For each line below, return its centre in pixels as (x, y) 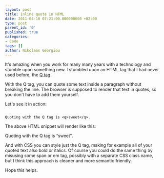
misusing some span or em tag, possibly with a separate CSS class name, (79, 155)
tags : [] (14, 46)
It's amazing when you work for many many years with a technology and (78, 64)
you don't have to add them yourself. (42, 94)
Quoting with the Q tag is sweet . (39, 136)
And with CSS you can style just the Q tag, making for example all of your (79, 145)
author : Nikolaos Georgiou (32, 50)
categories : (17, 37)
